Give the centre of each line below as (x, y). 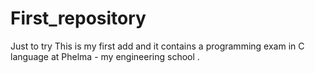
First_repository (78, 18)
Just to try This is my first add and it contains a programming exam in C (157, 46)
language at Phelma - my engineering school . (105, 56)
